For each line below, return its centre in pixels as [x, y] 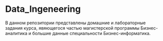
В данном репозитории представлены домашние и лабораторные [76, 23]
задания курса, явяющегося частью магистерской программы [72, 28]
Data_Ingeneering [43, 9]
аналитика [16, 33]
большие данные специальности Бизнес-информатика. [91, 33]
